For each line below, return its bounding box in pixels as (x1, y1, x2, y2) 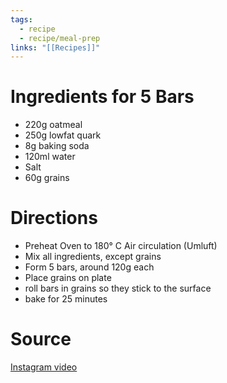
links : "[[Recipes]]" (10, 42, 101, 53)
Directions (10, 207, 98, 230)
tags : (10, 14, 33, 25)
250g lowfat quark (24, 129, 102, 141)
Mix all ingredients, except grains (24, 251, 162, 263)
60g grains (24, 172, 70, 184)
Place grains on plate (24, 272, 112, 284)
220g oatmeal (24, 119, 83, 131)
